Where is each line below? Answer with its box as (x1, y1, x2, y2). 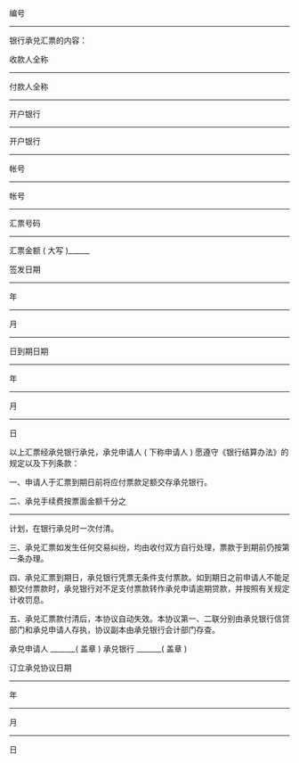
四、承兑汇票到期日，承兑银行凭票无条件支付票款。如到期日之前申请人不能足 (9, 572, 290, 582)
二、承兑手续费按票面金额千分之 (9, 496, 126, 506)
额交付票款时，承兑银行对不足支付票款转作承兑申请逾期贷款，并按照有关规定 (9, 583, 290, 594)
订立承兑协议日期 (9, 662, 72, 673)
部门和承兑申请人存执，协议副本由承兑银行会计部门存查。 (9, 625, 220, 635)
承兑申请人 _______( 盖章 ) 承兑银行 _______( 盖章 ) (9, 644, 188, 653)
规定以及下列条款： (9, 458, 80, 468)
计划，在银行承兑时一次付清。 (9, 523, 118, 533)
